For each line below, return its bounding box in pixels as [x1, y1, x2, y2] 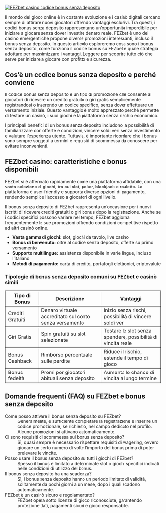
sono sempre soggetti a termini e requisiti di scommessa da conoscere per [5, 138, 157, 143]
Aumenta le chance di [103, 369, 154, 375]
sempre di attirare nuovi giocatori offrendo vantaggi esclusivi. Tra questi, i [5, 20, 156, 25]
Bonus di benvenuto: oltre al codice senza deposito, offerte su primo [12, 239, 154, 245]
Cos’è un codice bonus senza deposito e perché [5, 71, 156, 79]
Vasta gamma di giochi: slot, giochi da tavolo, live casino [12, 234, 129, 240]
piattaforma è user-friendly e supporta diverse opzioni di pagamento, [5, 188, 146, 195]
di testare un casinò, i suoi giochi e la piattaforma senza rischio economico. [5, 112, 159, 118]
